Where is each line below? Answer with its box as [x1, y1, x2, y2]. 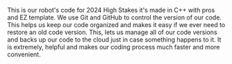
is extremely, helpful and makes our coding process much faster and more [7, 43, 220, 51]
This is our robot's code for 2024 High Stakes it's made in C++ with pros [7, 6, 215, 14]
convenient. [7, 50, 41, 58]
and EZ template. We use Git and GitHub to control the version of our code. [7, 13, 222, 22]
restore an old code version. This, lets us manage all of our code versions [7, 28, 217, 36]
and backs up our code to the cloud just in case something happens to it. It [7, 35, 222, 44]
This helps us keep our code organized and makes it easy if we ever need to [7, 21, 226, 29]
